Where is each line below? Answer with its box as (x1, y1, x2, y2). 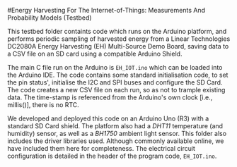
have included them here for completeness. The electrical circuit (7, 144, 196, 152)
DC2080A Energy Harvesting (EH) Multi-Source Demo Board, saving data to (7, 42, 229, 50)
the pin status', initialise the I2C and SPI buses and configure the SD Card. (7, 78, 223, 87)
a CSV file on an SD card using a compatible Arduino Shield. (7, 49, 183, 58)
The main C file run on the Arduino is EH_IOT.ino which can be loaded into (7, 63, 223, 71)
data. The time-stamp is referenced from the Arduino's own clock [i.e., (7, 93, 213, 101)
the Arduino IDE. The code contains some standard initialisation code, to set (7, 70, 229, 79)
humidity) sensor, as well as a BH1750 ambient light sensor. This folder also (7, 130, 227, 137)
